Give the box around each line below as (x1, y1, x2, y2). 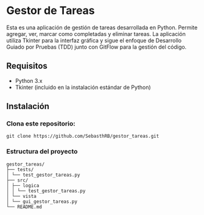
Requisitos (6, 61, 47, 71)
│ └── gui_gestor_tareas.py (6, 199, 78, 205)
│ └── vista (6, 193, 37, 199)
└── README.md (6, 203, 43, 210)
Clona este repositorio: (6, 119, 76, 128)
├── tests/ (6, 166, 34, 172)
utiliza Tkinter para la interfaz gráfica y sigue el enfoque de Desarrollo (6, 37, 181, 44)
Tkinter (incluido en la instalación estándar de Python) (15, 83, 151, 91)
